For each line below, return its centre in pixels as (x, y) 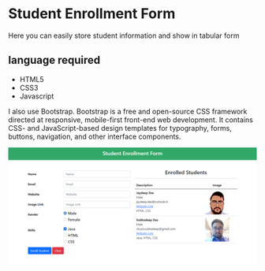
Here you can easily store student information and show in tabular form (124, 35)
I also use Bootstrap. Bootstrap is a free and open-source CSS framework (128, 111)
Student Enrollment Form (92, 14)
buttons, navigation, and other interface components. (95, 136)
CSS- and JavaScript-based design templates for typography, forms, (120, 128)
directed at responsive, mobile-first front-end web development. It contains (131, 120)
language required (54, 60)
